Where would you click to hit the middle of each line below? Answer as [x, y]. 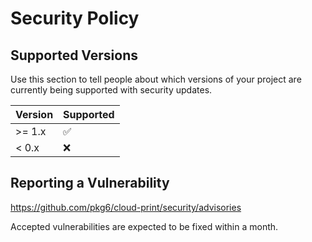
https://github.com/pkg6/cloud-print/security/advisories [126, 207]
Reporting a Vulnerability [90, 183]
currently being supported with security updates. [111, 90]
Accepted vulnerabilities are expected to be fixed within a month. [144, 226]
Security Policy [75, 18]
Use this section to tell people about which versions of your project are [156, 79]
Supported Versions [74, 55]
